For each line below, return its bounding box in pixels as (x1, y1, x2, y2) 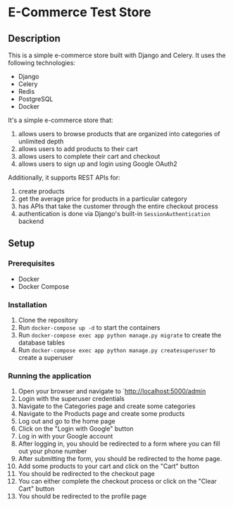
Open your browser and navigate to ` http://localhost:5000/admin (18, 387, 206, 395)
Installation (8, 299, 48, 309)
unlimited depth (18, 137, 64, 145)
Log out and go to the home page (18, 417, 115, 426)
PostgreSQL (18, 95, 53, 103)
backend (18, 217, 44, 225)
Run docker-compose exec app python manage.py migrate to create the (18, 330, 222, 339)
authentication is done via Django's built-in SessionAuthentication (18, 210, 210, 217)
